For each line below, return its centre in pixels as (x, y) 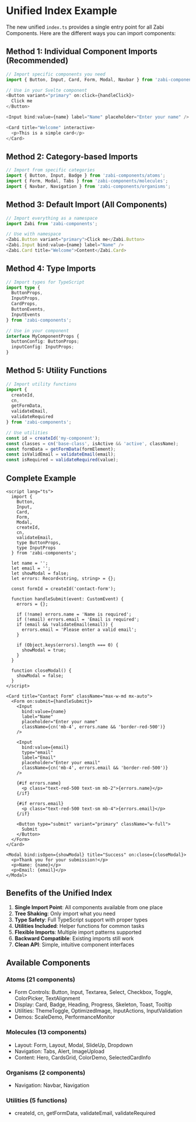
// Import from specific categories (50, 170)
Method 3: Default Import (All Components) (87, 205)
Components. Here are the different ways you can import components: (91, 33)
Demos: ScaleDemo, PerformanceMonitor (65, 1017)
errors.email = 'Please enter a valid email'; (79, 630)
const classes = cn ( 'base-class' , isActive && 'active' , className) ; (92, 443)
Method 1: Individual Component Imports (82, 52)
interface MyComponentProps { (43, 336)
